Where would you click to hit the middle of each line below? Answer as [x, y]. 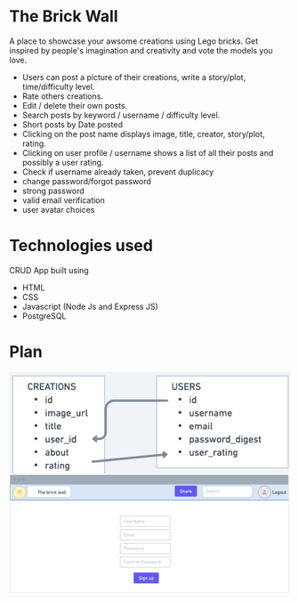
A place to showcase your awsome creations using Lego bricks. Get [134, 41]
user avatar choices [58, 209]
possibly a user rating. [63, 162]
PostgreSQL [44, 316]
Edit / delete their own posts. [75, 105]
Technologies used [81, 246]
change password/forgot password [86, 181]
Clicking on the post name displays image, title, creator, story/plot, [143, 134]
